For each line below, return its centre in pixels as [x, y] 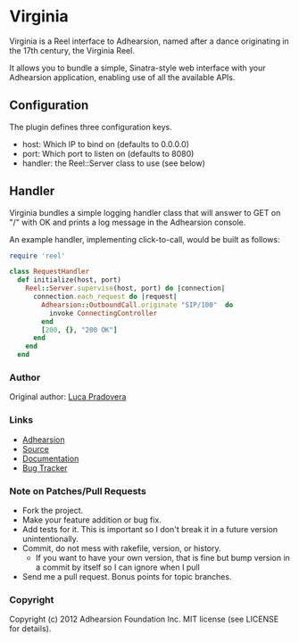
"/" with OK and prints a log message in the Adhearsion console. [128, 222]
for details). [30, 629]
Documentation [50, 458]
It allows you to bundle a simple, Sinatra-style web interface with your [137, 68]
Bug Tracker [45, 468]
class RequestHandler [50, 272]
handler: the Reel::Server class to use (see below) [113, 163]
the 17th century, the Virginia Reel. [72, 50]
